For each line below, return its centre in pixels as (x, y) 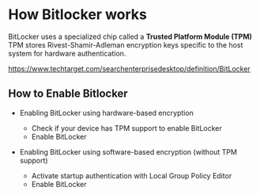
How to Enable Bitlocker (68, 94)
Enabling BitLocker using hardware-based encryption (106, 113)
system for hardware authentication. (67, 53)
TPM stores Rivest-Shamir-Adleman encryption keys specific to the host (126, 44)
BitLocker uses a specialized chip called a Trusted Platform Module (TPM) (130, 36)
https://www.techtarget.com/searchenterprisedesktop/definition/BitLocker (129, 68)
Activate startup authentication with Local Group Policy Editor (132, 175)
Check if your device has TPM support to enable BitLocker (127, 128)
